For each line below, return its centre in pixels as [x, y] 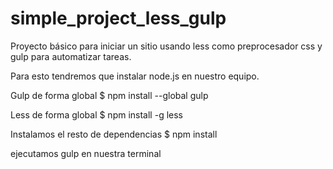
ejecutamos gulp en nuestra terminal [86, 153]
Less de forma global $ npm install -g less [96, 114]
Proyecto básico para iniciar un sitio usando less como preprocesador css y [166, 46]
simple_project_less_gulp [118, 18]
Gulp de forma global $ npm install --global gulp [109, 95]
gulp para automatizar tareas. [71, 56]
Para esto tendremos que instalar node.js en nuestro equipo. [135, 76]
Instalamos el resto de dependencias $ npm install [114, 134]
